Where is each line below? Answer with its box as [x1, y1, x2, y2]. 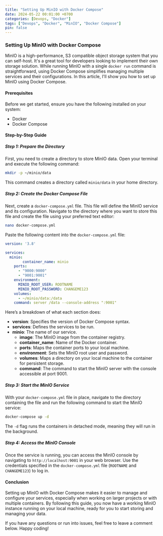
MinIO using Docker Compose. [5, 79, 67, 85]
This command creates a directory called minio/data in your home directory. [5, 180, 159, 186]
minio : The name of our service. [12, 329, 77, 335]
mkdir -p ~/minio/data [5, 170, 51, 176]
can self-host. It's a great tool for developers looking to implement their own [5, 58, 158, 64]
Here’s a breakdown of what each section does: [5, 309, 101, 315]
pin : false [5, 26, 27, 30]
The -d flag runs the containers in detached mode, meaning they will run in [5, 423, 155, 429]
